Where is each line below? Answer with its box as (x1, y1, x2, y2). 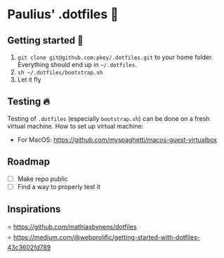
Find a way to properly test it (17, 182, 100, 191)
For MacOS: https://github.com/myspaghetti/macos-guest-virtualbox (17, 135, 218, 143)
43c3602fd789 (7, 243, 51, 252)
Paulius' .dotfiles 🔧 (7, 6, 119, 22)
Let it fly (17, 75, 41, 84)
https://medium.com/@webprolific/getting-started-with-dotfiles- (13, 233, 200, 241)
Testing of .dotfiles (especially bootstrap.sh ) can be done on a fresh (7, 114, 210, 122)
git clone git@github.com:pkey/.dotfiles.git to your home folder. (17, 53, 213, 61)
